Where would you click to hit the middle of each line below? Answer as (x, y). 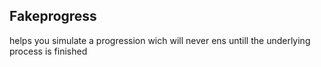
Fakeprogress (53, 16)
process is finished (48, 51)
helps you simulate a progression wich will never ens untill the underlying (160, 40)
